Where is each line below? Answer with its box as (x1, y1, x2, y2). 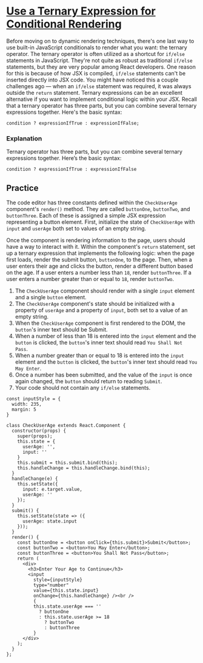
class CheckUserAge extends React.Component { (6, 423, 126, 429)
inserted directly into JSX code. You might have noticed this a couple (6, 76, 179, 83)
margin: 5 (12, 406, 36, 413)
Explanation (6, 134, 42, 142)
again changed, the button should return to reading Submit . (15, 378, 162, 385)
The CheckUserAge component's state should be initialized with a (15, 300, 175, 308)
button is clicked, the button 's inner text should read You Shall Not (15, 339, 183, 346)
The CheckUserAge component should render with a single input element (15, 287, 195, 294)
